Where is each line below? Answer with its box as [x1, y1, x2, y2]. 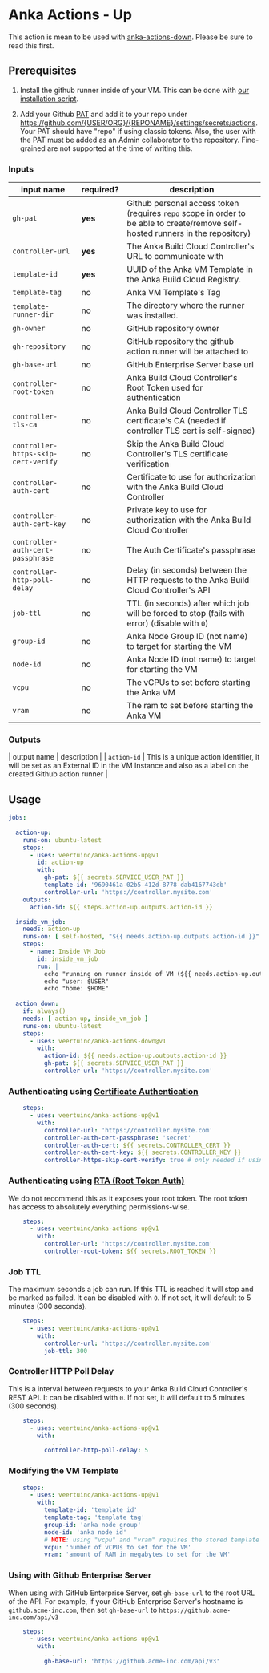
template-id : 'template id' [43, 1506, 138, 1514]
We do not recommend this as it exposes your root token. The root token [8, 1193, 248, 1203]
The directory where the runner [126, 300, 245, 311]
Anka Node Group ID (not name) [126, 631, 248, 642]
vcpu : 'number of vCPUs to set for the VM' [43, 1543, 192, 1551]
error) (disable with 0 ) [126, 618, 209, 629]
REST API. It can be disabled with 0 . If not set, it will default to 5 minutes [8, 1392, 246, 1402]
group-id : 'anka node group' [43, 1521, 142, 1529]
